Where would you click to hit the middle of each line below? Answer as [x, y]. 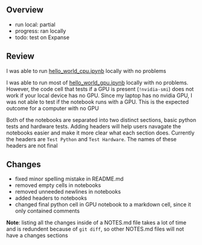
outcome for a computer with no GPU [53, 108]
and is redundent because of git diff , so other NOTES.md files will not [95, 229]
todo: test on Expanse [42, 37]
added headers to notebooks [51, 198]
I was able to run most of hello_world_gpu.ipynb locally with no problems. [97, 82]
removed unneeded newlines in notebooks [68, 192]
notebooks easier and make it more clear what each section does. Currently [100, 133]
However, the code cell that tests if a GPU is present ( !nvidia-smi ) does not [100, 89]
